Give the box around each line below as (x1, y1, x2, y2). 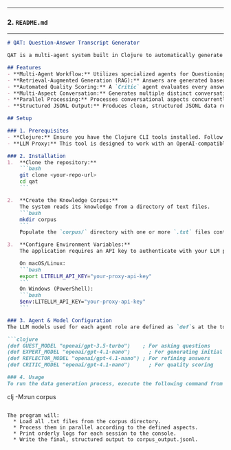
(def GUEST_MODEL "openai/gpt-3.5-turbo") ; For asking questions (7, 342, 211, 349)
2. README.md (7, 17, 48, 27)
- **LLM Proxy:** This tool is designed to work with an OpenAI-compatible (7, 140, 229, 147)
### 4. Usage (7, 374, 45, 381)
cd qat (19, 178, 38, 185)
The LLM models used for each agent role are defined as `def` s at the (7, 324, 217, 330)
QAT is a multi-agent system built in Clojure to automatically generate (7, 52, 223, 59)
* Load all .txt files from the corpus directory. (13, 418, 162, 425)
